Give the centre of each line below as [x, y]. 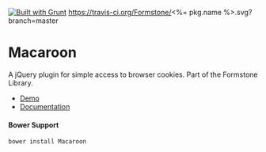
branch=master [33, 21]
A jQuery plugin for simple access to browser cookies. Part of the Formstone [133, 74]
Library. [21, 82]
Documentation [45, 106]
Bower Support [34, 125]
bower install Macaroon [47, 142]
